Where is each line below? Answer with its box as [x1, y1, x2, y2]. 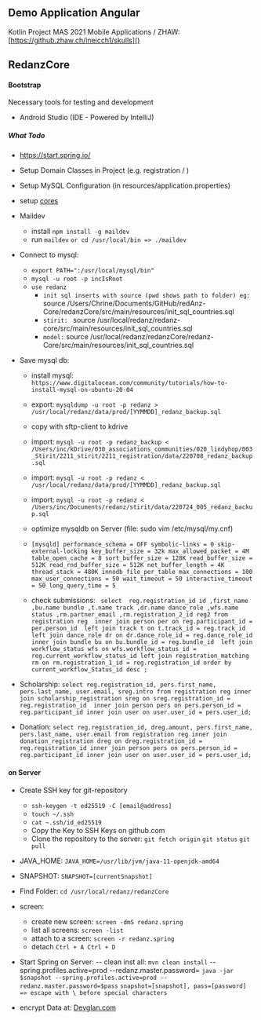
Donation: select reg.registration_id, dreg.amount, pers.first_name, [19, 722, 253, 732]
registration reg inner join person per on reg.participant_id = [31, 618, 253, 626]
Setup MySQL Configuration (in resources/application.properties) [19, 181, 231, 191]
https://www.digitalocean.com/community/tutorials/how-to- [31, 379, 229, 387]
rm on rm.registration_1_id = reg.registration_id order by [31, 659, 232, 667]
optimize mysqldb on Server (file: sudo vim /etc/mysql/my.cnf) [31, 524, 234, 533]
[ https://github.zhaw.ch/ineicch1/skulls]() [8, 35, 140, 45]
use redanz [31, 283, 67, 291]
